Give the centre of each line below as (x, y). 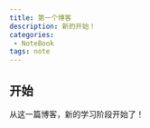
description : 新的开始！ (53, 26)
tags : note (30, 52)
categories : (32, 34)
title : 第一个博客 (41, 18)
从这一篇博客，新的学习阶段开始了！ (77, 113)
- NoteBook (33, 43)
